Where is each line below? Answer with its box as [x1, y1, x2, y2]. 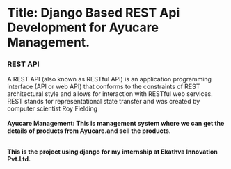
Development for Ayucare [7, 19, 159, 35]
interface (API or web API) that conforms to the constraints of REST [7, 82, 200, 91]
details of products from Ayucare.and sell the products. [7, 127, 172, 135]
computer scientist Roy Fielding [7, 104, 98, 113]
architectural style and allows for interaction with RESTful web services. [7, 90, 214, 98]
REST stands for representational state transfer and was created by [7, 97, 200, 106]
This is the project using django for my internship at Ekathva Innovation [7, 147, 218, 156]
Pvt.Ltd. [7, 155, 31, 163]
